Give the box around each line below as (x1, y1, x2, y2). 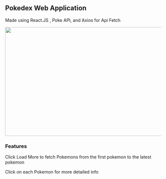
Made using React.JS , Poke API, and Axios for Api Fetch (5, 17, 121, 23)
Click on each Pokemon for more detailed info (5, 169, 99, 175)
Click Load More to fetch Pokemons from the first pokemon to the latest (5, 154, 152, 160)
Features (5, 143, 27, 150)
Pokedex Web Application (5, 4, 87, 12)
